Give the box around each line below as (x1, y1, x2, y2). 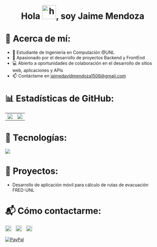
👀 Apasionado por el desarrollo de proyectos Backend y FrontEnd (12, 55, 145, 61)
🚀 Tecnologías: (5, 132, 67, 143)
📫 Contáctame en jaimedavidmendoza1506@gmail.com (12, 73, 126, 79)
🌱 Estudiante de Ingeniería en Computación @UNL (12, 49, 115, 55)
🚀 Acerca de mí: (5, 33, 71, 44)
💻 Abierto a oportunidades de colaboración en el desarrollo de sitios (12, 60, 153, 66)
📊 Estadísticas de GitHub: (5, 93, 114, 104)
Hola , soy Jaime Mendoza (21, 10, 145, 22)
